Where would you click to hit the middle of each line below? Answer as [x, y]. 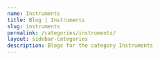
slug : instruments [34, 26]
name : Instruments [34, 13]
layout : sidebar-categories [48, 39]
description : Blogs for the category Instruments [80, 46]
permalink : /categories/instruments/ [62, 33]
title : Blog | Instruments [46, 20]
